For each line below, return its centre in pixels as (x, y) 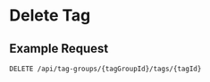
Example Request (59, 49)
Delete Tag (50, 16)
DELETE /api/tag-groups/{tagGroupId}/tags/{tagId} (105, 69)
